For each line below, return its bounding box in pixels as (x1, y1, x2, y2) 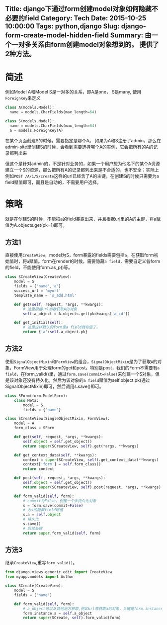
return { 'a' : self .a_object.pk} (23, 330, 88, 335)
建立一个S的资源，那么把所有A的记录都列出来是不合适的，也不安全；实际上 (5, 167, 159, 173)
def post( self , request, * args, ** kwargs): (14, 475, 106, 481)
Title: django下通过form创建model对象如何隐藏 (5, 4, 152, 13)
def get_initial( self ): (14, 320, 64, 325)
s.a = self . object (23, 512, 61, 517)
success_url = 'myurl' (14, 288, 61, 293)
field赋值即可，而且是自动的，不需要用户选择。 (5, 179, 101, 185)
